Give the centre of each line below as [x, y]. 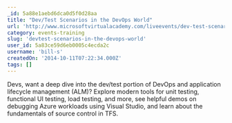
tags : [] [20, 65]
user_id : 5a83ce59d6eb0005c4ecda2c [58, 45]
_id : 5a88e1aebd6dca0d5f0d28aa [52, 13]
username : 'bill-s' [35, 52]
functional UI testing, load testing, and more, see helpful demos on [102, 99]
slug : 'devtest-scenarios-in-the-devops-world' [77, 39]
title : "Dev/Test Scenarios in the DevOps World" [80, 20]
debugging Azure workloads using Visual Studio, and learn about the [105, 106]
